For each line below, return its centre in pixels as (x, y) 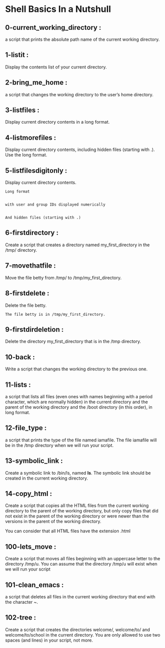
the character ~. (22, 602)
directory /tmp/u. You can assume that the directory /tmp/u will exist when (81, 564)
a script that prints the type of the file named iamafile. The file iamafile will (81, 440)
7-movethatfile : (31, 266)
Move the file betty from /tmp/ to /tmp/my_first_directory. (63, 278)
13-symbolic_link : (34, 461)
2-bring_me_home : (36, 83)
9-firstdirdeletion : (34, 329)
